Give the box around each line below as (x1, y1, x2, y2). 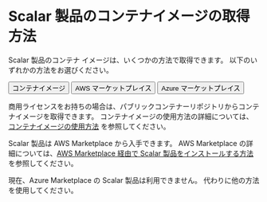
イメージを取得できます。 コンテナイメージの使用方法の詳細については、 (14, 111, 253, 121)
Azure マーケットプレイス (161, 84, 241, 93)
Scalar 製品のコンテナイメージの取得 (8, 7, 250, 26)
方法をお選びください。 (35, 65, 113, 74)
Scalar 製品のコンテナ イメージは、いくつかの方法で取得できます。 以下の (8, 55, 251, 65)
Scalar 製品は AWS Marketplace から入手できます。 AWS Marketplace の (8, 138, 247, 148)
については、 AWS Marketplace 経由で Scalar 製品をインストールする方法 (14, 149, 254, 158)
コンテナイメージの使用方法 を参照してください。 (8, 121, 171, 131)
